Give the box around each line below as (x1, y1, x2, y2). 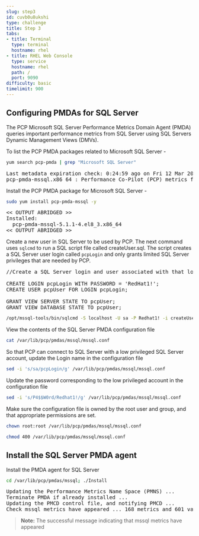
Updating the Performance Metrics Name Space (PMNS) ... (6, 488, 175, 495)
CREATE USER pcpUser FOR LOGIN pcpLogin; (6, 286, 129, 293)
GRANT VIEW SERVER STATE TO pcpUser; (6, 298, 116, 305)
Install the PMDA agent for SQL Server (6, 466, 99, 473)
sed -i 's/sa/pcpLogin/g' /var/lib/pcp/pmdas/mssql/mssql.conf (6, 366, 166, 372)
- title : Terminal (6, 36, 52, 42)
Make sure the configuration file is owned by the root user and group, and (6, 405, 187, 413)
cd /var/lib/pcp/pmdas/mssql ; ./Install (6, 477, 108, 484)
